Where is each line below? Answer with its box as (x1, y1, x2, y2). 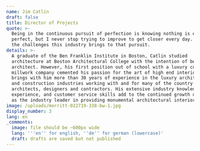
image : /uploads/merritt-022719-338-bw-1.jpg (6, 102, 121, 109)
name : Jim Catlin (6, 8, 49, 15)
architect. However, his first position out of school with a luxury (11, 64, 187, 70)
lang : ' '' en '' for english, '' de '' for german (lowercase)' (11, 130, 164, 137)
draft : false (6, 14, 39, 20)
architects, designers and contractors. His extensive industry (11, 86, 174, 92)
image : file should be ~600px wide (11, 125, 100, 131)
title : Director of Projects (6, 20, 79, 26)
